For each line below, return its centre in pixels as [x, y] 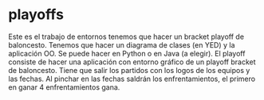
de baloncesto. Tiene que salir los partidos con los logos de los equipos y [129, 70]
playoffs [36, 15]
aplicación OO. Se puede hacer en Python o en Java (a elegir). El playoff [127, 53]
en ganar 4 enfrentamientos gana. [64, 87]
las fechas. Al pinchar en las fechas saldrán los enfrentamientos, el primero [132, 79]
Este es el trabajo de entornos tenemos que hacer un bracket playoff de [126, 37]
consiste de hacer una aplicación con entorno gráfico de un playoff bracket [132, 62]
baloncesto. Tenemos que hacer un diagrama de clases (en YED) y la [122, 44]
